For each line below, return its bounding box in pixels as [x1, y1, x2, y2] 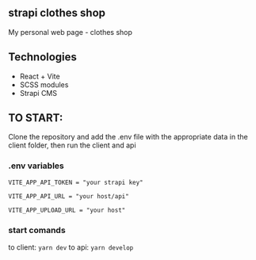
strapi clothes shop [8, 6, 105, 20]
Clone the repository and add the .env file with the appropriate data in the [8, 132, 248, 142]
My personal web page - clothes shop [8, 27, 133, 36]
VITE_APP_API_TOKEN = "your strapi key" [8, 178, 144, 186]
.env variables [8, 160, 65, 171]
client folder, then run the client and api [8, 140, 136, 150]
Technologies [8, 51, 78, 64]
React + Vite [19, 71, 61, 81]
